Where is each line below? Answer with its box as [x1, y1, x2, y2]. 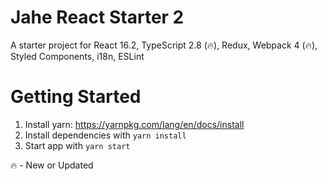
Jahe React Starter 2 [10, 6, 185, 29]
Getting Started [10, 86, 142, 108]
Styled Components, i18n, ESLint [10, 50, 145, 62]
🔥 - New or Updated [10, 159, 94, 171]
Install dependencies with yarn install [24, 129, 187, 141]
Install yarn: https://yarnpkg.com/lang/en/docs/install [24, 118, 245, 130]
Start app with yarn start [24, 139, 131, 151]
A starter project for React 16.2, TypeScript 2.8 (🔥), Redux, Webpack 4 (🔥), [10, 39, 318, 51]
